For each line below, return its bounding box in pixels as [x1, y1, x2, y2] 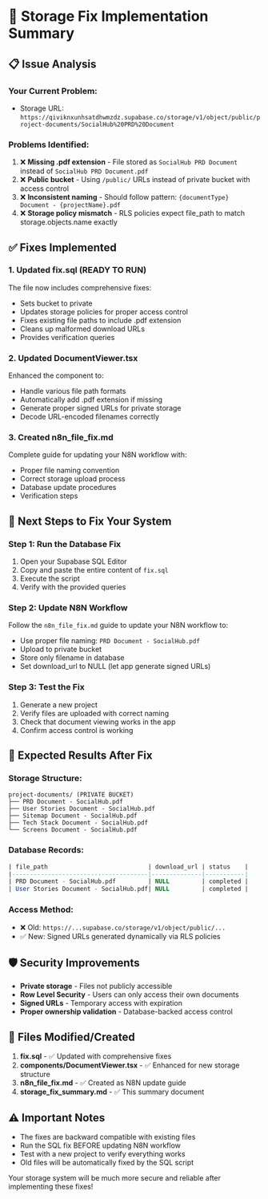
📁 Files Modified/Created [8, 1030, 135, 1043]
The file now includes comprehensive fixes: [8, 282, 152, 292]
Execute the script [19, 573, 80, 584]
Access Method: [8, 904, 74, 915]
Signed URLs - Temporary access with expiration [19, 998, 182, 1008]
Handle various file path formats [19, 387, 126, 396]
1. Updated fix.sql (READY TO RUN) [8, 265, 146, 276]
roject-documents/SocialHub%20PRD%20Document [19, 120, 174, 128]
